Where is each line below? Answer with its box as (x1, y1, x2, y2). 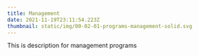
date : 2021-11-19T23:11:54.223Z (7, 16, 100, 23)
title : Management (7, 10, 60, 17)
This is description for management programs (7, 42, 137, 50)
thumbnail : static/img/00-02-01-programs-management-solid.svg (7, 23, 193, 29)
